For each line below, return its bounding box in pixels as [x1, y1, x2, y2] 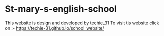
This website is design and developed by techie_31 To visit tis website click [5, 20, 159, 26]
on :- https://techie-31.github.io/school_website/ [5, 25, 104, 31]
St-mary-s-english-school [5, 3, 117, 15]
